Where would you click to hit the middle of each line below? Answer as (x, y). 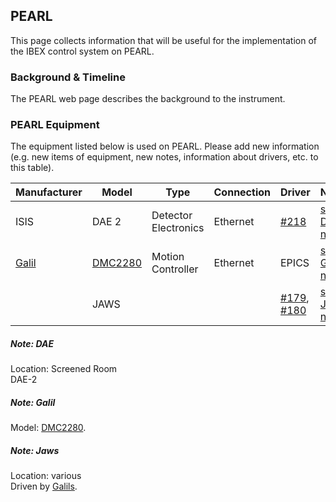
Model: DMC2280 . (48, 428)
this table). (32, 168)
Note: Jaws (35, 450)
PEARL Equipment (55, 125)
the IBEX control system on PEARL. (82, 51)
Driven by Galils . (44, 486)
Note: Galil (33, 402)
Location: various (46, 476)
